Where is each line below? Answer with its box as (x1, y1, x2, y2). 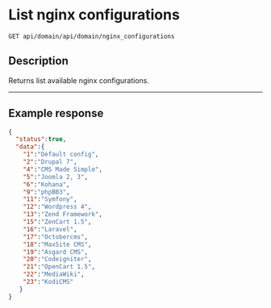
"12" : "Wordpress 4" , (23, 203, 92, 211)
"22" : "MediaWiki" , (23, 270, 85, 279)
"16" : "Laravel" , (23, 225, 78, 233)
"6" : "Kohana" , (23, 180, 70, 189)
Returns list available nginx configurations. (8, 75, 150, 85)
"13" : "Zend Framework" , (23, 210, 103, 219)
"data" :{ (15, 143, 45, 151)
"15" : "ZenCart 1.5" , (23, 218, 92, 227)
